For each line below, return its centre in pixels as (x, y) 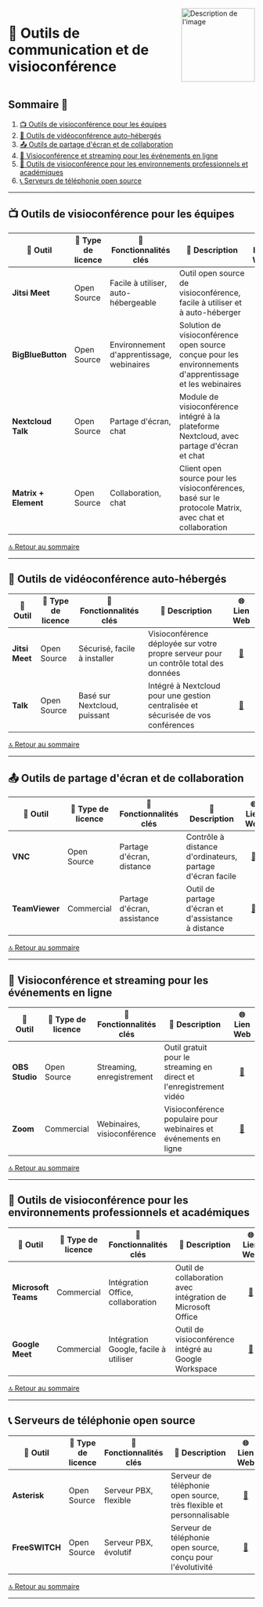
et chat (192, 455)
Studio (25, 1077)
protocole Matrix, (211, 507)
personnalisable (200, 1514)
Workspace (196, 1368)
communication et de (79, 50)
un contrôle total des (186, 663)
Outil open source (212, 273)
